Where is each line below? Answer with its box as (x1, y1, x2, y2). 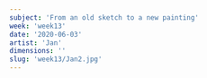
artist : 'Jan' (9, 38, 63, 48)
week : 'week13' (9, 22, 67, 30)
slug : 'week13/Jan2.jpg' (9, 55, 103, 64)
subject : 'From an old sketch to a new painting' (9, 13, 200, 22)
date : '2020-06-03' (9, 30, 83, 39)
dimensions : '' (9, 47, 67, 56)
